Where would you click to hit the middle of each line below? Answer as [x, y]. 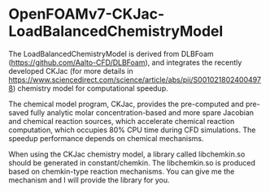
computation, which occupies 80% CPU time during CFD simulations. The [132, 130]
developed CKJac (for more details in [71, 71]
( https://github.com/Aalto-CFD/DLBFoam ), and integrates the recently [125, 62]
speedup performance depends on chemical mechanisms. [106, 138]
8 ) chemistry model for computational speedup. [88, 88]
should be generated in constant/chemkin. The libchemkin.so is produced [132, 162]
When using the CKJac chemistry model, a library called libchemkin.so [127, 154]
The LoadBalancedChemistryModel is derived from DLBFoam [111, 54]
